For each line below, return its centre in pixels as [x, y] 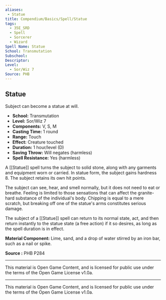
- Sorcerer [21, 38]
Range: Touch [27, 137]
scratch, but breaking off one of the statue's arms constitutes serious [76, 203]
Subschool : [16, 56]
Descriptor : [17, 60]
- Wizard [19, 42]
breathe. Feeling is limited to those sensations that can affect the [71, 193]
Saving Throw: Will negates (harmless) [52, 152]
